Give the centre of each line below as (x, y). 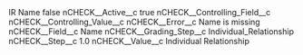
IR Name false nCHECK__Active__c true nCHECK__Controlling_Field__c (140, 12)
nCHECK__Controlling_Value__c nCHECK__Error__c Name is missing (134, 22)
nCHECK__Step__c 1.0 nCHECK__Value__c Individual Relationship (129, 41)
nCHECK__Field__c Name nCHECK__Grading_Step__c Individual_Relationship (151, 32)
